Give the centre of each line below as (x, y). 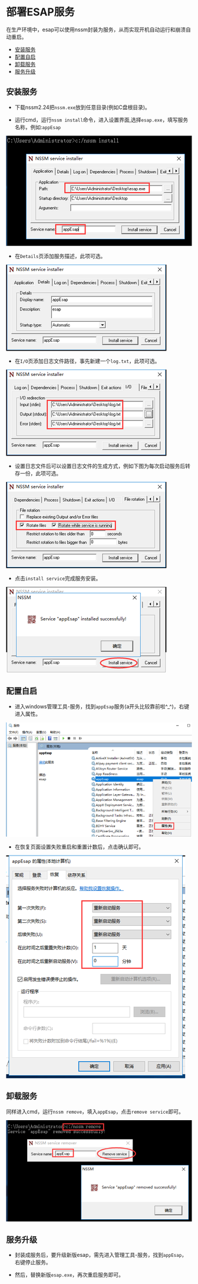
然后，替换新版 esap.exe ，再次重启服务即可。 (69, 1275)
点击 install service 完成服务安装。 (58, 578)
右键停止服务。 (33, 1262)
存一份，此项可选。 (38, 473)
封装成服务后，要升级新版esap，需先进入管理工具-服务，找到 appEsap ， (101, 1255)
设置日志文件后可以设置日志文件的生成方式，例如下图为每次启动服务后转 (102, 466)
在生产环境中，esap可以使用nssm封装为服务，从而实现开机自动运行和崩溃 (96, 29)
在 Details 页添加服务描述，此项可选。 (60, 256)
